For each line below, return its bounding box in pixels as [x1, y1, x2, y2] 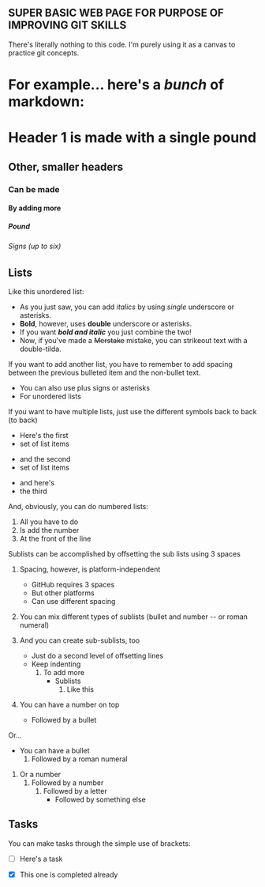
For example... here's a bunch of [8, 76, 225, 93]
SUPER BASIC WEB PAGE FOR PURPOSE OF [8, 6, 225, 20]
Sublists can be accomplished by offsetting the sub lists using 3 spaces [8, 549, 241, 559]
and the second [19, 455, 71, 464]
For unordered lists [19, 391, 81, 402]
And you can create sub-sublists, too [19, 636, 140, 645]
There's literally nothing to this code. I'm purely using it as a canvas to [8, 40, 236, 49]
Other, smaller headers [8, 160, 124, 173]
